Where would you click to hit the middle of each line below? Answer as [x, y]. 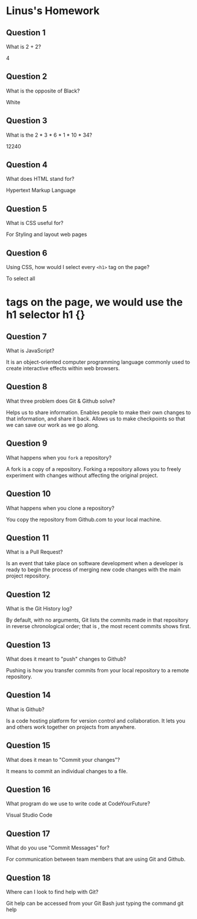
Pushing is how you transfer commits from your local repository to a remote [98, 670]
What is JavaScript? [30, 351]
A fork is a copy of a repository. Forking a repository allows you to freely [94, 469]
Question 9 [27, 444]
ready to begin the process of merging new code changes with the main [94, 570]
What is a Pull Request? [35, 552]
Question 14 [29, 695]
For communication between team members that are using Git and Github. [96, 859]
